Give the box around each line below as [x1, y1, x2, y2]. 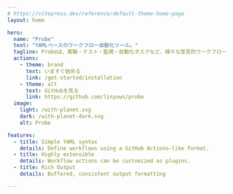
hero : [7, 29, 23, 36]
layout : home [7, 17, 45, 24]
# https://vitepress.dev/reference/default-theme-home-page [7, 10, 185, 17]
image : [13, 100, 33, 107]
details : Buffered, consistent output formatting [19, 170, 166, 177]
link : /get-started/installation [25, 74, 123, 81]
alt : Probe [19, 119, 51, 126]
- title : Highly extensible [13, 151, 95, 158]
